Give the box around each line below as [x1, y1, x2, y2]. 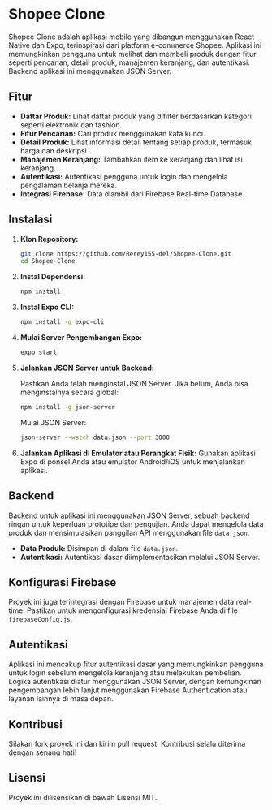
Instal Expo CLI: [19, 302, 75, 312]
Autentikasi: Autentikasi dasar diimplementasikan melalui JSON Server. [19, 552, 261, 562]
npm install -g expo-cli [19, 318, 105, 326]
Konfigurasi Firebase [8, 575, 117, 589]
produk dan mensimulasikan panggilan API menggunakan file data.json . [8, 528, 250, 537]
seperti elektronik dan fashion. [19, 119, 123, 130]
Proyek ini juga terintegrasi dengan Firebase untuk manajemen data [8, 597, 235, 607]
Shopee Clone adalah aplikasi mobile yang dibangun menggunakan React [8, 32, 255, 41]
